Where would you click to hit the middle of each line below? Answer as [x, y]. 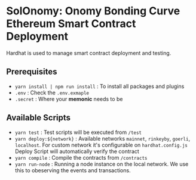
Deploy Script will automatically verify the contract [77, 151]
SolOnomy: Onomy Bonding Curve [93, 11]
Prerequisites [32, 72]
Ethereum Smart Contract [71, 24]
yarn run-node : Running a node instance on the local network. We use [102, 164]
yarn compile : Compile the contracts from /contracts [81, 157]
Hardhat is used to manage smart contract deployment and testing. [89, 53]
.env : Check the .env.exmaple [52, 92]
